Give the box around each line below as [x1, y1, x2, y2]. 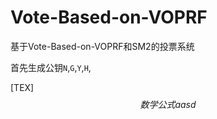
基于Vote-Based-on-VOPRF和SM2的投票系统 [10, 40, 195, 52]
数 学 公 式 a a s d [139, 98, 197, 110]
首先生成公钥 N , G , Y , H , [10, 61, 92, 73]
